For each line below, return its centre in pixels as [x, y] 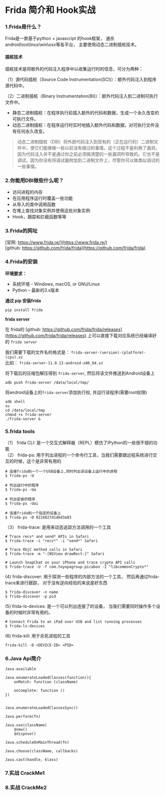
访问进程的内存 [27, 192]
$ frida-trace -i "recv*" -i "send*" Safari [51, 541]
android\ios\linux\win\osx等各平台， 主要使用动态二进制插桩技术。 [72, 44]
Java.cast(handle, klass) [32, 760]
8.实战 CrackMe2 [26, 788]
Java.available [21, 669]
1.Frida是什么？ [23, 27]
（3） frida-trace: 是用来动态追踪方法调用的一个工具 [58, 527]
